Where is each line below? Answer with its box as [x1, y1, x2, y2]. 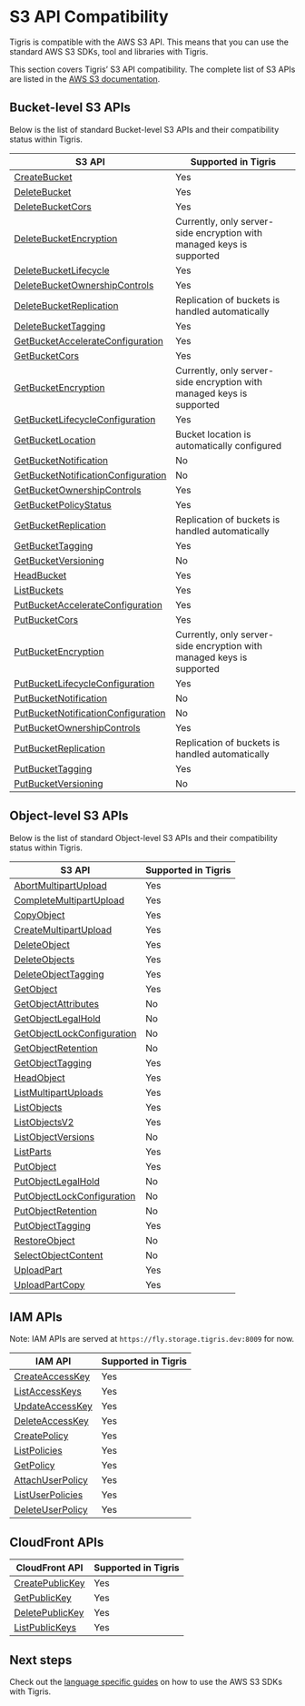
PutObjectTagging [14, 1219, 91, 1232]
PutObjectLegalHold [14, 1174, 100, 1187]
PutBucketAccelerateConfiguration [14, 598, 163, 611]
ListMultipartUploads [14, 1086, 103, 1099]
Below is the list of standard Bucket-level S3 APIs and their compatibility [9, 124, 280, 135]
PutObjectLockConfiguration [14, 1190, 136, 1203]
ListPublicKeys [14, 1621, 77, 1634]
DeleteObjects [14, 953, 75, 966]
